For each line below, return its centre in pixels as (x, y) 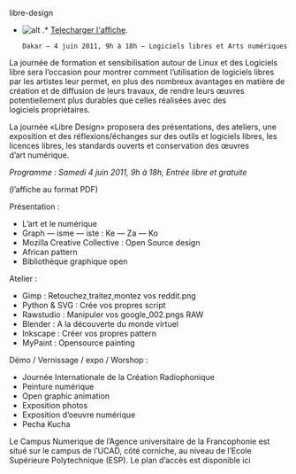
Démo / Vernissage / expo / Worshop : (79, 360)
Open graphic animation (66, 396)
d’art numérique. (39, 155)
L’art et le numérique (59, 224)
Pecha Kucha (46, 424)
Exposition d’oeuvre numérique (79, 415)
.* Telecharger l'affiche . (85, 30)
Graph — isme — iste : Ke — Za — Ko (90, 233)
